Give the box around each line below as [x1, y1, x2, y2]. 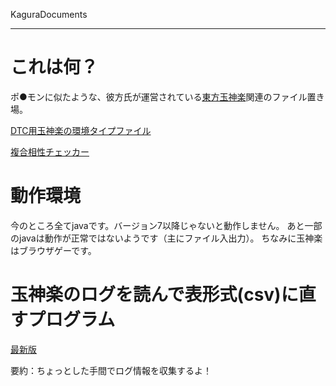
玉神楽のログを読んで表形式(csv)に [10, 284, 299, 306]
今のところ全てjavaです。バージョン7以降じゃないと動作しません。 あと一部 [10, 219, 323, 231]
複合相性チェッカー [10, 145, 90, 158]
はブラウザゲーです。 [10, 244, 97, 256]
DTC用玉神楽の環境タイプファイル [10, 124, 152, 136]
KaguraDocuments [10, 9, 88, 20]
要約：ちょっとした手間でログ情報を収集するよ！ [10, 364, 212, 376]
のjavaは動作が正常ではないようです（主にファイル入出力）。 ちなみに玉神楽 [10, 232, 323, 244]
